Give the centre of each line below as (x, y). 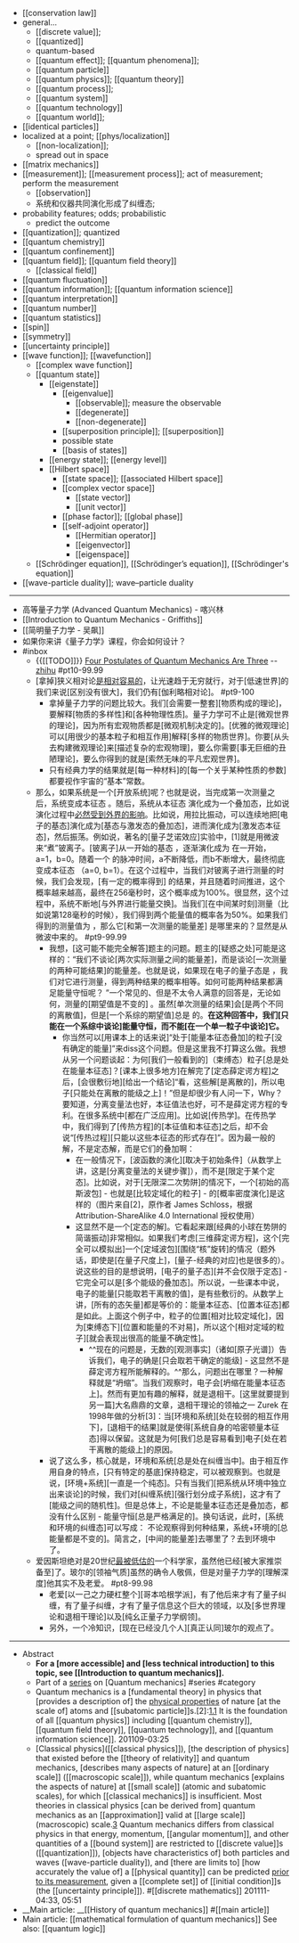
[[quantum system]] (72, 98)
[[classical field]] (66, 270)
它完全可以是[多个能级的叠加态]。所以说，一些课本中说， (180, 1282)
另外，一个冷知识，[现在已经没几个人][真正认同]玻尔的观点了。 (163, 1627)
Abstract (38, 1654)
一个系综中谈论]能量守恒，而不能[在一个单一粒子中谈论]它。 (174, 1026)
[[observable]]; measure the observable (149, 403)
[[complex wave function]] (84, 365)
